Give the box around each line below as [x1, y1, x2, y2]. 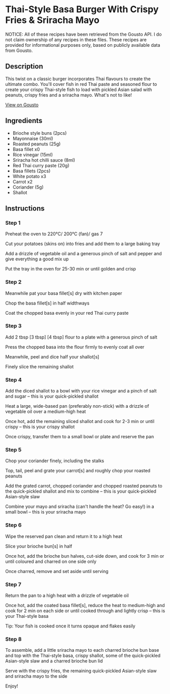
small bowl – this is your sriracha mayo [5, 509, 86, 515]
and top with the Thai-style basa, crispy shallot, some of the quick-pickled [5, 652, 161, 659]
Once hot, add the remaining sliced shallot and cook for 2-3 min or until [5, 418, 155, 425]
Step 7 [5, 581, 21, 588]
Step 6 [5, 522, 22, 529]
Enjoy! [5, 683, 19, 689]
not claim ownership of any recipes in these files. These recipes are [5, 37, 147, 43]
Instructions [5, 204, 45, 213]
